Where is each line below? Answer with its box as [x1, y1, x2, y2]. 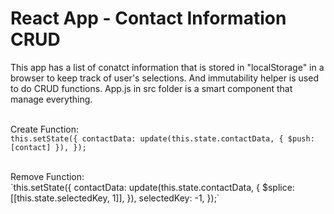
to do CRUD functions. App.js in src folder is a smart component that [10, 82, 293, 94]
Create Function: [10, 123, 79, 135]
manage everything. [10, 93, 93, 105]
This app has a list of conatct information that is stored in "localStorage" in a [10, 61, 325, 73]
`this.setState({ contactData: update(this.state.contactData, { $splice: [10, 181, 295, 193]
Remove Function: [10, 170, 85, 182]
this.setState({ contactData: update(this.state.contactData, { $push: [10, 133, 315, 144]
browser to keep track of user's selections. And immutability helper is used [10, 72, 319, 84]
